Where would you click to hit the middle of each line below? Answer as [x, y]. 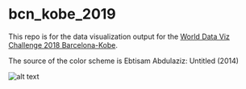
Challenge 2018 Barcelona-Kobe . [63, 44]
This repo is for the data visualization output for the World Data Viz [119, 36]
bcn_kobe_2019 [63, 14]
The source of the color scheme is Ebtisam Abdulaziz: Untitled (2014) [124, 61]
